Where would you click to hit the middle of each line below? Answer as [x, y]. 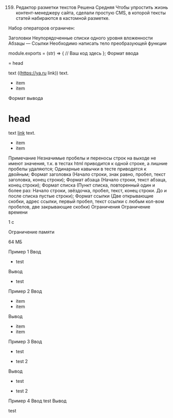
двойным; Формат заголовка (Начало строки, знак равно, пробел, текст [87, 174]
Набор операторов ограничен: [42, 28]
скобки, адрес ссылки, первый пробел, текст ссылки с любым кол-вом [86, 201]
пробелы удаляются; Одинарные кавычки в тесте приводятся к [77, 169]
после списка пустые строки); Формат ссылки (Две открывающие [81, 196]
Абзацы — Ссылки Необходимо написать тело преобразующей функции [88, 43]
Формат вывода [26, 98]
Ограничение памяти [32, 232]
